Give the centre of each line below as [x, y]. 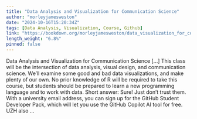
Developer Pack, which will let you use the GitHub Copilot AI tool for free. [94, 104]
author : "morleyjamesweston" [42, 17]
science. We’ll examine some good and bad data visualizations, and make [95, 73]
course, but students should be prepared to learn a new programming [90, 86]
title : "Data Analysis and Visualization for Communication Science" [93, 11]
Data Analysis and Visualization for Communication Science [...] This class [96, 61]
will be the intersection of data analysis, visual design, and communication [96, 67]
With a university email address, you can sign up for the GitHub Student [93, 98]
